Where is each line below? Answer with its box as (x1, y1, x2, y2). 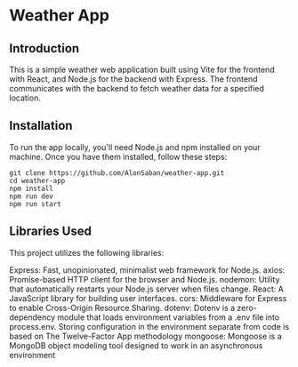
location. (9, 92, 42, 103)
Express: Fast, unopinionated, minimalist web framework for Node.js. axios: (9, 264, 286, 275)
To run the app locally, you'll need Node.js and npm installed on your (9, 141, 261, 152)
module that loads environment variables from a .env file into (57, 312, 280, 323)
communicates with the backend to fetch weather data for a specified (9, 84, 265, 93)
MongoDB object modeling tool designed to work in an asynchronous (9, 339, 263, 351)
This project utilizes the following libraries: (9, 247, 165, 258)
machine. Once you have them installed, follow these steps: (9, 151, 228, 162)
